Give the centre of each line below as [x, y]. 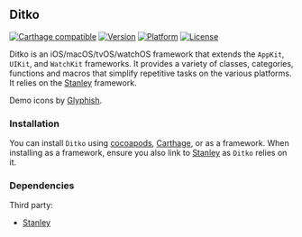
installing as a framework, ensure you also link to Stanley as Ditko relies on [148, 153]
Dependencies [42, 186]
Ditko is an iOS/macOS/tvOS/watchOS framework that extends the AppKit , [147, 54]
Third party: [32, 205]
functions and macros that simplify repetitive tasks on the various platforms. [151, 73]
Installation [35, 123]
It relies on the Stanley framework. [73, 82]
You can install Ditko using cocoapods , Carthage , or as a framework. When [150, 143]
